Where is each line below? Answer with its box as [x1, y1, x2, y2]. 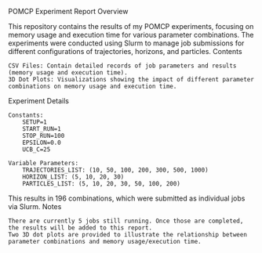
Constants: [8, 111, 44, 119]
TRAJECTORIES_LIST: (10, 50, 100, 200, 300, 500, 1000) [22, 166, 209, 174]
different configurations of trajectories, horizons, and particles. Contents [8, 47, 242, 56]
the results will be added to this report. [8, 224, 153, 232]
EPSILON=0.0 [22, 139, 61, 146]
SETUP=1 [22, 118, 47, 126]
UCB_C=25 [22, 146, 51, 154]
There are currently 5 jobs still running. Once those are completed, [8, 217, 244, 225]
